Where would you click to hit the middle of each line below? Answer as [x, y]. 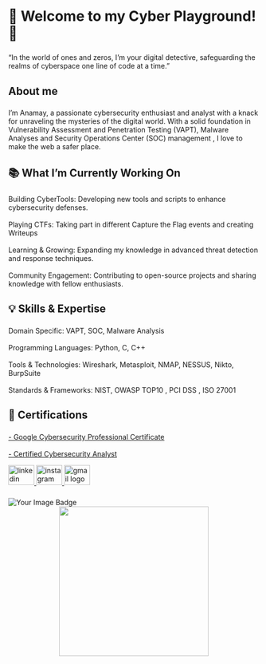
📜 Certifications [48, 415]
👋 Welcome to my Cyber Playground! [132, 16]
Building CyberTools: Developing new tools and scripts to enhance [117, 199]
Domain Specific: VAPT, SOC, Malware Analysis [86, 331]
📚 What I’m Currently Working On [94, 173]
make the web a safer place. [55, 147]
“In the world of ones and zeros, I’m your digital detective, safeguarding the [132, 57]
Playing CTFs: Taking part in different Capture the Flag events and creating [131, 224]
